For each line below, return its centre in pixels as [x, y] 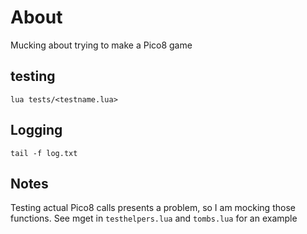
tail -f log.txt [44, 153]
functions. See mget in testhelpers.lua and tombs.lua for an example [154, 218]
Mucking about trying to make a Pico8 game [101, 45]
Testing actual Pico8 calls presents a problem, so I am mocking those [153, 208]
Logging [36, 130]
